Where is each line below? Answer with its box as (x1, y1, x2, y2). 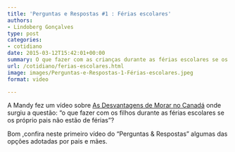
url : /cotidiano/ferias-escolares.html (7, 63, 125, 70)
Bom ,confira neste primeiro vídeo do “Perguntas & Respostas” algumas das (7, 129, 228, 138)
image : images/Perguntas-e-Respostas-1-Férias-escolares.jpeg (7, 69, 193, 76)
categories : (7, 37, 42, 44)
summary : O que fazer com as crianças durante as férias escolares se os (7, 56, 229, 63)
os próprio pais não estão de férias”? (7, 116, 115, 125)
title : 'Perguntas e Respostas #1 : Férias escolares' (7, 10, 172, 18)
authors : (7, 17, 33, 24)
